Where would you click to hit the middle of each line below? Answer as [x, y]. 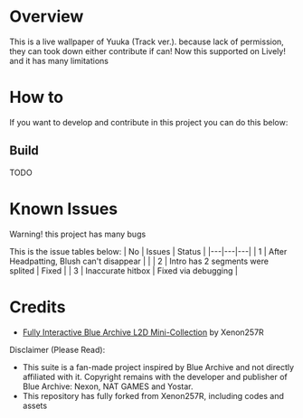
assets [35, 405]
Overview [47, 17]
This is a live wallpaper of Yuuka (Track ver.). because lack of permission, [147, 42]
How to [37, 98]
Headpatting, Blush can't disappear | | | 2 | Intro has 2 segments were [139, 261]
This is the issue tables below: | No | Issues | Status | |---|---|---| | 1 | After [148, 251]
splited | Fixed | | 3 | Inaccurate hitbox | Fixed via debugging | [123, 270]
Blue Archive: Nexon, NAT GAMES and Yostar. [108, 386]
